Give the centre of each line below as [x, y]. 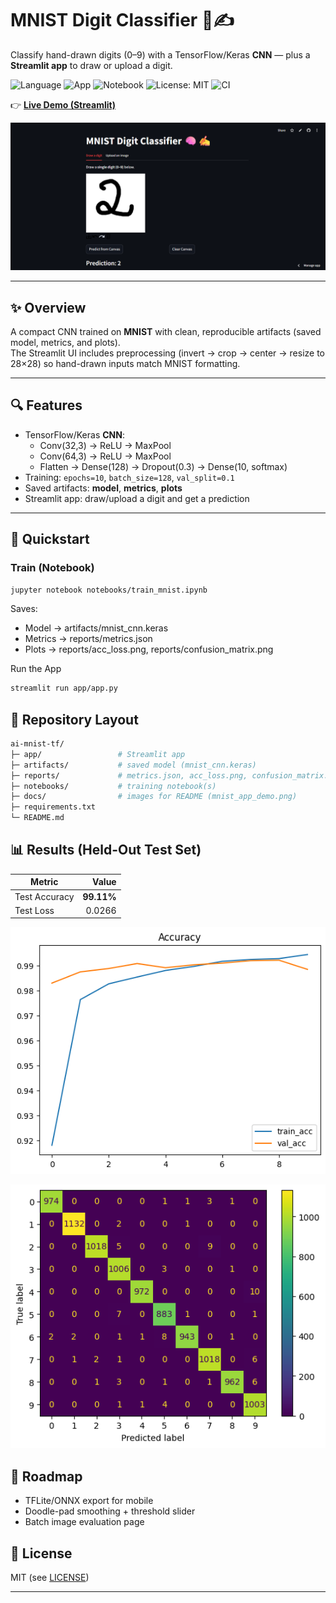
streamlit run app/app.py [64, 688]
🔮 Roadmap [46, 1476]
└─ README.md [37, 818]
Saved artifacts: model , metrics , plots [103, 488]
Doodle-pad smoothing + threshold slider [110, 1511]
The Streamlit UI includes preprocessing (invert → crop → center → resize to [167, 353]
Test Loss [34, 910]
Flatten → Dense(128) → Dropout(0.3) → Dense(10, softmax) [163, 466]
